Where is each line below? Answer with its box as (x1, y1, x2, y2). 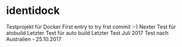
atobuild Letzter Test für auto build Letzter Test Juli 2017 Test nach (6, 29, 169, 36)
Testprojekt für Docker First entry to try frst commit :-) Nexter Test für (6, 23, 176, 30)
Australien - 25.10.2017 (6, 35, 62, 42)
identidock (6, 4, 60, 17)
